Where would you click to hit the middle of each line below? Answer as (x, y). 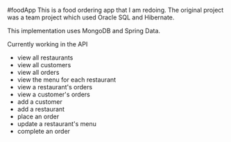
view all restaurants (45, 57)
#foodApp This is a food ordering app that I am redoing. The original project (115, 10)
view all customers (44, 65)
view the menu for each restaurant (67, 80)
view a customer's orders (53, 94)
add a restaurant (41, 109)
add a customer (40, 102)
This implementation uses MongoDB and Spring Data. (84, 31)
